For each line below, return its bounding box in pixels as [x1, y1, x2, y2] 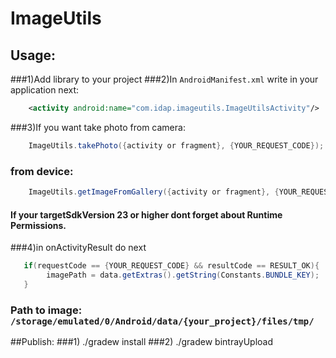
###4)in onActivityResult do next [10, 242, 147, 254]
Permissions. [10, 219, 67, 231]
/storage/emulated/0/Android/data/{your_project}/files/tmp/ [10, 315, 315, 327]
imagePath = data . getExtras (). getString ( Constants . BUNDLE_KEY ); [46, 270, 320, 280]
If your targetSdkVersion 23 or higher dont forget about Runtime [10, 208, 283, 221]
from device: [10, 164, 74, 178]
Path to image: [10, 303, 83, 317]
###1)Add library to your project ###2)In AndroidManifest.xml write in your [10, 73, 319, 85]
